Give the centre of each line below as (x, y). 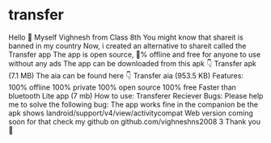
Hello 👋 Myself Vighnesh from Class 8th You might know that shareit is (126, 37)
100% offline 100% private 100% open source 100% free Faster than (123, 87)
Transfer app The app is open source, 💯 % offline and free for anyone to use (135, 54)
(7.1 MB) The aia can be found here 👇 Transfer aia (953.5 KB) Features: (126, 75)
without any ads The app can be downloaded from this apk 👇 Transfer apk (132, 63)
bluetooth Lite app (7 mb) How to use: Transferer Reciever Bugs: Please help (136, 95)
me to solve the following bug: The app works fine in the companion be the (133, 104)
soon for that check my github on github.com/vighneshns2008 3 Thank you (135, 121)
